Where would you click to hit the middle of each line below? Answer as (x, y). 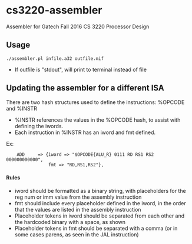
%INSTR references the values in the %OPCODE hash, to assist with (97, 120)
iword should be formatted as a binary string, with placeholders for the (100, 190)
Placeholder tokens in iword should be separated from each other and (100, 216)
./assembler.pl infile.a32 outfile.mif (55, 59)
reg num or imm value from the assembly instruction (78, 197)
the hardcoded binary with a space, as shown (70, 222)
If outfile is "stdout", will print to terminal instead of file (81, 69)
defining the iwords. (39, 126)
